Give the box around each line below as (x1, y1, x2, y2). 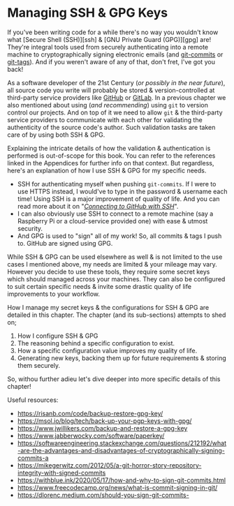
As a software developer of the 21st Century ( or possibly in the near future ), (7, 78, 226, 87)
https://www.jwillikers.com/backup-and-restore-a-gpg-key (17, 424, 188, 432)
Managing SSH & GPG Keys (7, 5, 168, 21)
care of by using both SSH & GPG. (7, 131, 105, 139)
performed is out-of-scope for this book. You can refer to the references (7, 151, 216, 160)
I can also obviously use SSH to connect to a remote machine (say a (17, 209, 214, 218)
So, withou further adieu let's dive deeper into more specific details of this (7, 375, 221, 383)
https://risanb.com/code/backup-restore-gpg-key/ (17, 409, 163, 417)
